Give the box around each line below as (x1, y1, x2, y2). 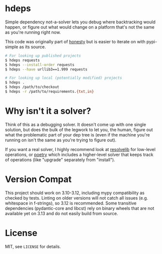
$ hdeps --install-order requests (5, 62, 75, 67)
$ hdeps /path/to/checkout (5, 85, 59, 90)
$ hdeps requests (5, 58, 40, 63)
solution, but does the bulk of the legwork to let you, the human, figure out (5, 127, 153, 133)
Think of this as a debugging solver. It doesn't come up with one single (5, 121, 147, 127)
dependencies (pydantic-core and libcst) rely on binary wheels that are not (5, 205, 154, 211)
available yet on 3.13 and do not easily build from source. (5, 210, 118, 216)
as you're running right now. (5, 29, 61, 35)
